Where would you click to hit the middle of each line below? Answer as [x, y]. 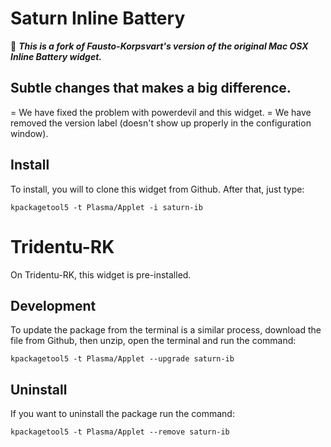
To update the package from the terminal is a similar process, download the [166, 330]
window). [29, 133]
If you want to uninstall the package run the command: [122, 414]
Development [53, 305]
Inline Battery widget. [56, 56]
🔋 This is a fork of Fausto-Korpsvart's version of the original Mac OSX [159, 46]
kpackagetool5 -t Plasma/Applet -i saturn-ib [106, 207]
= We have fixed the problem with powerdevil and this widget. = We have [161, 112]
